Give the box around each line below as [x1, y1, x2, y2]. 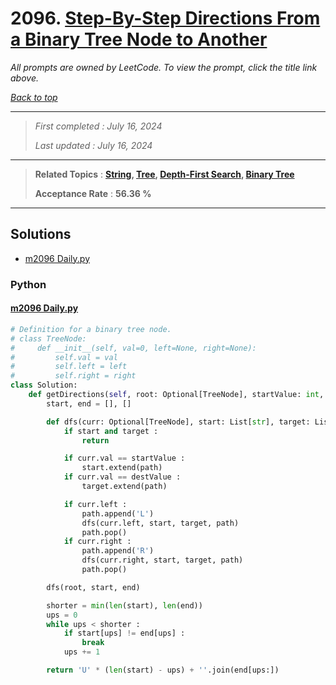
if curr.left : [63, 499, 128, 509]
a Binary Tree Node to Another [10, 28, 268, 51]
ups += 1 [63, 647, 101, 657]
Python [10, 277, 47, 291]
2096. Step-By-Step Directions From [10, 7, 321, 30]
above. [10, 72, 39, 84]
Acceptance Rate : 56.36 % [34, 187, 152, 199]
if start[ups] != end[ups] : [63, 628, 186, 639]
